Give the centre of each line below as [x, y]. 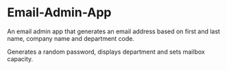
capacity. [20, 58]
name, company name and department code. [71, 38]
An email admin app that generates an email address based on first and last [114, 31]
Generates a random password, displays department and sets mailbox [106, 52]
